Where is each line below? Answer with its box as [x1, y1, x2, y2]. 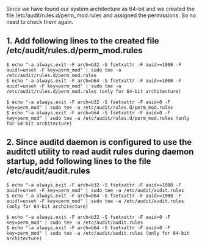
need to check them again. [6, 18, 74, 25]
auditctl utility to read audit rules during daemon [6, 147, 194, 157]
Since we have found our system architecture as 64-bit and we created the [6, 6, 195, 12]
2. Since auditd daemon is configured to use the [6, 137, 192, 147]
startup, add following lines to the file [6, 156, 151, 167]
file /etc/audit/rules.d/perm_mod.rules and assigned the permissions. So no [6, 12, 197, 19]
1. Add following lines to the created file [6, 36, 159, 46]
